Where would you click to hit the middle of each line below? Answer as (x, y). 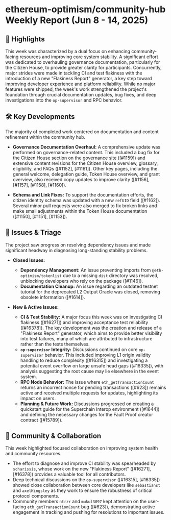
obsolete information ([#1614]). (53, 297)
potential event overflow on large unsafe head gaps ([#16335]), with (92, 365)
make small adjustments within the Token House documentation (80, 211)
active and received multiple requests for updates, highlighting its (89, 393)
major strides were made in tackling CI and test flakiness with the (74, 73)
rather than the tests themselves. (55, 344)
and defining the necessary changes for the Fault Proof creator (87, 414)
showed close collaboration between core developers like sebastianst (87, 485)
